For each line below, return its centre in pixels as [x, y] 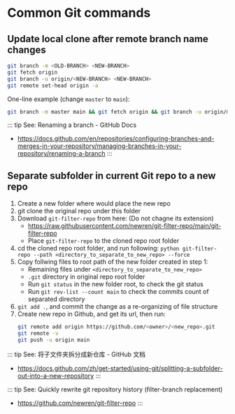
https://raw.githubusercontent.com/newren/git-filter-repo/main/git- [124, 226]
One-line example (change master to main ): [69, 99]
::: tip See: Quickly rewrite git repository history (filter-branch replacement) [115, 389]
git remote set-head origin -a [53, 86]
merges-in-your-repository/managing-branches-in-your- [99, 146]
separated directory [56, 299]
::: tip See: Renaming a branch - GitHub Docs [72, 125]
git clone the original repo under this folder [79, 211]
